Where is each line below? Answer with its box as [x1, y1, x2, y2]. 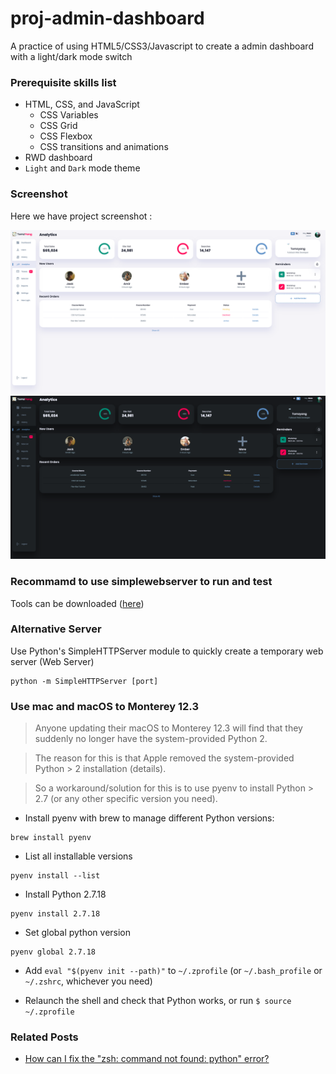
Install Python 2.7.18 [24, 888, 107, 901]
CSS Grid [39, 120, 78, 132]
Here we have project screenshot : [10, 210, 153, 222]
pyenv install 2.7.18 [10, 909, 101, 919]
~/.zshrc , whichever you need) [24, 975, 153, 987]
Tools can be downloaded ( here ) [10, 597, 145, 609]
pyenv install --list [10, 871, 101, 881]
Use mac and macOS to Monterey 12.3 [10, 699, 200, 713]
